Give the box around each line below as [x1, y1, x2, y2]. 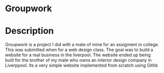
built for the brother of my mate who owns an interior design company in [5, 57, 152, 63]
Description [5, 25, 54, 37]
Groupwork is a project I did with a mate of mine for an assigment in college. [5, 42, 160, 48]
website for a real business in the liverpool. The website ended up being [5, 52, 151, 58]
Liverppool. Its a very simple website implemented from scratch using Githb [5, 62, 158, 69]
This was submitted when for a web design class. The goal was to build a [5, 47, 153, 53]
